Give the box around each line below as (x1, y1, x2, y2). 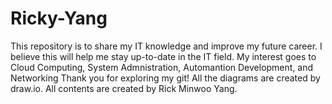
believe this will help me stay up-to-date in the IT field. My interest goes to (10, 50, 317, 62)
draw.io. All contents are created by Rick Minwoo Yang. (10, 82, 238, 94)
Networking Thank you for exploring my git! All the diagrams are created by (10, 72, 321, 84)
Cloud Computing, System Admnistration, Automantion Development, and (10, 61, 314, 73)
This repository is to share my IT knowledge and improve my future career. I (10, 40, 323, 52)
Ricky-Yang (10, 7, 108, 30)
